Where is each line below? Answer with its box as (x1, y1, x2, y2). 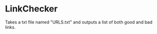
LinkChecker (5, 3, 58, 14)
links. (5, 24, 16, 30)
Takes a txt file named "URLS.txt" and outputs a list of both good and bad (5, 19, 153, 25)
